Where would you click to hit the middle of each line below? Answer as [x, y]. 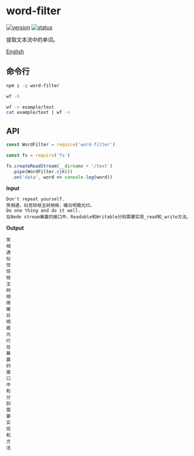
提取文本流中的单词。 [32, 39]
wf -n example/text [30, 107]
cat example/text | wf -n [38, 113]
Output [15, 228]
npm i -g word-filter [33, 85]
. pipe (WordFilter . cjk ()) [42, 171]
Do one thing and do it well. [44, 211]
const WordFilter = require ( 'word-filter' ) [61, 145]
